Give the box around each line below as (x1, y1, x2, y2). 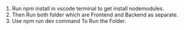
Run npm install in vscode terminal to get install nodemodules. (11, 5, 164, 12)
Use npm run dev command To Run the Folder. (11, 18, 126, 24)
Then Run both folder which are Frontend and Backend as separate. (11, 11, 179, 18)
